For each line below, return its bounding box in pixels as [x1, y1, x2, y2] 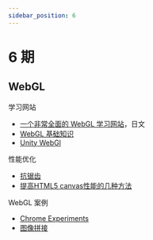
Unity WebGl [19, 138, 62, 147]
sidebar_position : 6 [8, 11, 77, 20]
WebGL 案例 [8, 197, 49, 207]
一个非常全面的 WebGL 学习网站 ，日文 [19, 119, 145, 128]
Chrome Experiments [19, 213, 90, 223]
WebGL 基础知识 [19, 128, 74, 139]
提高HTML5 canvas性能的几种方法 [19, 181, 132, 190]
